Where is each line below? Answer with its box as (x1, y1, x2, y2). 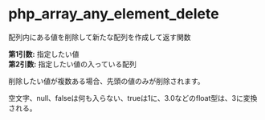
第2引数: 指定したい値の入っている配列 (8, 59, 137, 69)
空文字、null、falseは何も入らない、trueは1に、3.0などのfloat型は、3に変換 (8, 93, 258, 102)
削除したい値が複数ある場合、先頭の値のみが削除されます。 (8, 76, 205, 86)
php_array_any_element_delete (8, 5, 219, 23)
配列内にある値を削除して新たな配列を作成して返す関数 (8, 32, 191, 42)
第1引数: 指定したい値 (8, 49, 79, 58)
